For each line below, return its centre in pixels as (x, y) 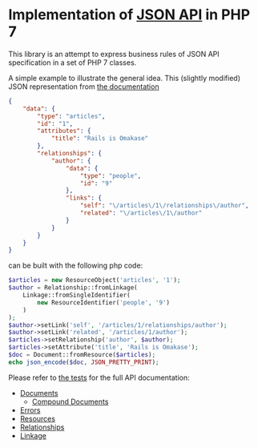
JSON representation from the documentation (84, 87)
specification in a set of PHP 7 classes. (73, 63)
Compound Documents (70, 402)
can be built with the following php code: (76, 265)
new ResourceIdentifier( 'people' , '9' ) (104, 302)
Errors (30, 410)
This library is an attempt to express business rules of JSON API (114, 54)
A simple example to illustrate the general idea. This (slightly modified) (124, 78)
